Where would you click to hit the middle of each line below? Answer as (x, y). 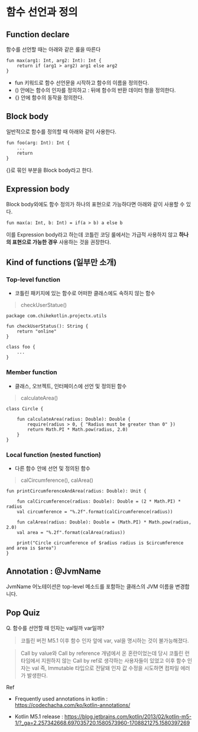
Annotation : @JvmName (54, 572)
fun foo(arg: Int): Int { (38, 143)
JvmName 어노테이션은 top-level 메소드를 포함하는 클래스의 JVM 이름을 (90, 586)
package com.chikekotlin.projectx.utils (57, 316)
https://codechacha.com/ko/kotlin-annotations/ (72, 705)
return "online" (37, 332)
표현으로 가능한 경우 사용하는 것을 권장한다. (61, 242)
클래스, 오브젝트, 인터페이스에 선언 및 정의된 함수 (71, 386)
